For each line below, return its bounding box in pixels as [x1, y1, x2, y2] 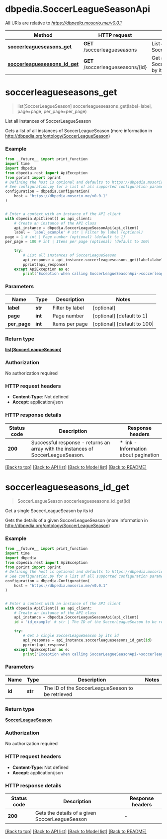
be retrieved [44, 690, 73, 697]
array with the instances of [31, 445, 93, 452]
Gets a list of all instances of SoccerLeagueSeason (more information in [5, 128, 153, 134]
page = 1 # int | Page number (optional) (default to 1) [5, 234, 126, 239]
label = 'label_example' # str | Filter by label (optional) [14, 230, 143, 235]
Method [33, 31, 53, 38]
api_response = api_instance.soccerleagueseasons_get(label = [23, 257, 153, 262]
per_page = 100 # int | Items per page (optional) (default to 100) [5, 239, 150, 244]
